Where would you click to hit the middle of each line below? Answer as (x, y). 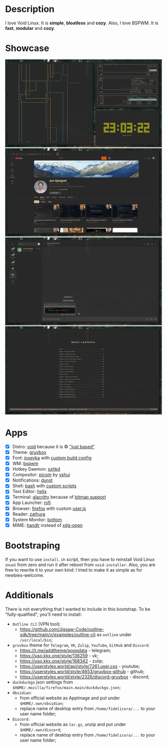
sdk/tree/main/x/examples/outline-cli (58, 634)
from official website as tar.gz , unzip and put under (73, 724)
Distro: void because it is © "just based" (53, 446)
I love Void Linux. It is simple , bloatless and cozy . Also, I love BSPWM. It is (82, 23)
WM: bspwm (25, 463)
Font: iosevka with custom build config (52, 458)
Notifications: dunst (33, 480)
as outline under (114, 634)
